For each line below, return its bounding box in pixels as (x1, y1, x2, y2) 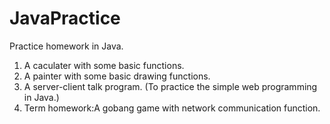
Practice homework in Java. (9, 40, 124, 52)
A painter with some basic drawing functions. (23, 70, 211, 82)
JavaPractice (9, 7, 121, 30)
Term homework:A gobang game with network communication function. (23, 102, 321, 114)
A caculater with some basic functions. (23, 59, 185, 71)
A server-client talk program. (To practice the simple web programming (23, 80, 318, 92)
